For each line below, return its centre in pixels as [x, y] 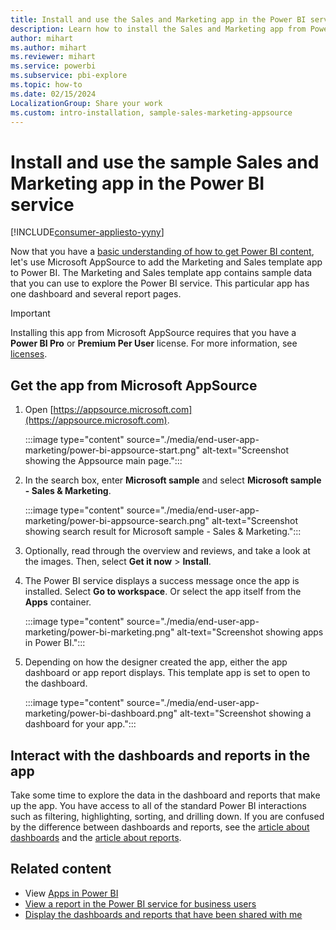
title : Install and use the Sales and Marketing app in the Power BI [158, 19]
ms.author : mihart [48, 47]
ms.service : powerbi [53, 66]
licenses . [29, 354]
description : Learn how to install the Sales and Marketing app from [158, 29]
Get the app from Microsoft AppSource [134, 385]
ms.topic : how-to [46, 85]
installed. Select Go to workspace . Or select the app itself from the [163, 592]
